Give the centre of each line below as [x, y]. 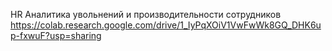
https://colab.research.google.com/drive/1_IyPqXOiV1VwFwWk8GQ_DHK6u [166, 25]
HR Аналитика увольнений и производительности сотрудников [146, 14]
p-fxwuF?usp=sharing [56, 35]
